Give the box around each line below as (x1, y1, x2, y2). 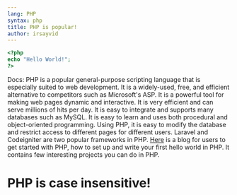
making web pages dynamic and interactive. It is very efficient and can (7, 97, 214, 106)
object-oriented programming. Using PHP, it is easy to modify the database (7, 120, 226, 129)
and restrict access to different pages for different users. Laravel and (7, 128, 209, 136)
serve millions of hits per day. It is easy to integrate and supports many (7, 105, 214, 114)
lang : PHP (7, 10, 37, 18)
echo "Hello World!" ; (7, 56, 71, 64)
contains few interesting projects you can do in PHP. (7, 150, 160, 159)
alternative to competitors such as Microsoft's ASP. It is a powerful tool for (7, 90, 224, 99)
